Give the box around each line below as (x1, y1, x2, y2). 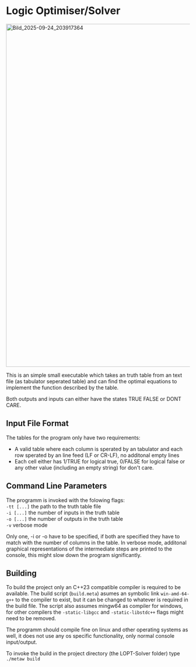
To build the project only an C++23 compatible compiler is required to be (6, 584, 181, 591)
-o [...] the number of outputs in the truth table (6, 515, 124, 522)
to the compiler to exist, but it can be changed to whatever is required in (15, 596, 188, 603)
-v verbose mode (6, 521, 48, 528)
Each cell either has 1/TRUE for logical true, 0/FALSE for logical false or (14, 458, 185, 465)
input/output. (6, 639, 37, 646)
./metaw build (6, 656, 41, 662)
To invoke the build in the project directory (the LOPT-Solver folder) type (6, 650, 180, 657)
